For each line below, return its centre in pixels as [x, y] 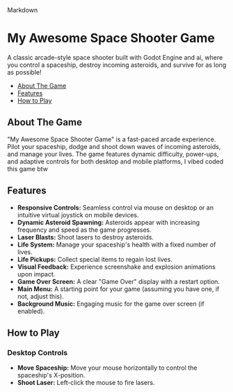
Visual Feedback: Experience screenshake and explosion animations [116, 267]
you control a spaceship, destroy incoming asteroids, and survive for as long [117, 65]
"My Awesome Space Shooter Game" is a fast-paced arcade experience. [112, 139]
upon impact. [36, 274]
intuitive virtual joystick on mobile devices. [78, 214]
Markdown [23, 10]
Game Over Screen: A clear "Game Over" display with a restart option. [119, 281]
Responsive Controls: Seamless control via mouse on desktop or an [115, 207]
